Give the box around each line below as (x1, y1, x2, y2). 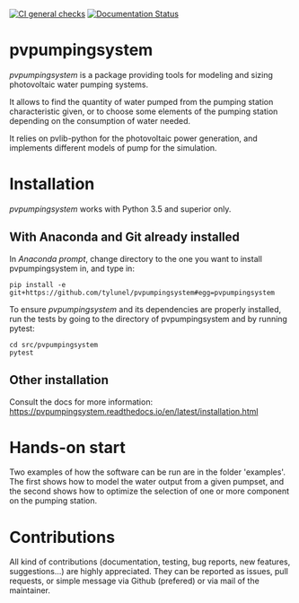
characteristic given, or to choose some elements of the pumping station (9, 106, 278, 117)
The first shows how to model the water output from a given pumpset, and (9, 476, 285, 487)
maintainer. (9, 585, 51, 596)
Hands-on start (9, 437, 126, 458)
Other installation (9, 372, 110, 388)
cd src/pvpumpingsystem (9, 340, 99, 349)
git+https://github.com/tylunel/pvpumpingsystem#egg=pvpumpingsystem (9, 288, 276, 297)
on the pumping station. (9, 495, 98, 506)
